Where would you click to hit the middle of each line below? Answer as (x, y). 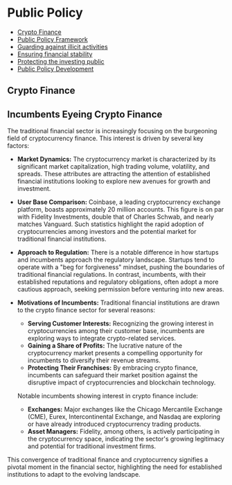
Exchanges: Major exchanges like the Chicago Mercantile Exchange (125, 409)
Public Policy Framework (52, 39)
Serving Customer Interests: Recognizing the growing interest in (121, 323)
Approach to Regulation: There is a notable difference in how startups (118, 253)
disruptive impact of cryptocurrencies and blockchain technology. (122, 382)
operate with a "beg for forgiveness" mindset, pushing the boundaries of (121, 267)
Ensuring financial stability (55, 54)
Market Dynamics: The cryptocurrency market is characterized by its (116, 159)
